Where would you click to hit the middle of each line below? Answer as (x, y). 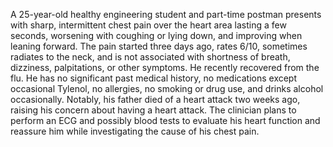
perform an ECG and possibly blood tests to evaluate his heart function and (165, 120)
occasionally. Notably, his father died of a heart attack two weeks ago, (155, 99)
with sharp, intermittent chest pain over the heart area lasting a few (148, 25)
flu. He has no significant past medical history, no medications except (154, 78)
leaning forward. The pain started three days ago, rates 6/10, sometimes (159, 46)
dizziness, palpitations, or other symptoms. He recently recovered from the (165, 67)
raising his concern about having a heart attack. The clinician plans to (153, 110)
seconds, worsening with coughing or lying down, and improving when (156, 35)
